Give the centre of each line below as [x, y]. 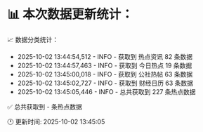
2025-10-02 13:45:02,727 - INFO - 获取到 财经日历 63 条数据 [105, 83]
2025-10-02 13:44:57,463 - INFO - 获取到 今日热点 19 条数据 [105, 65]
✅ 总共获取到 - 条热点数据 [45, 107]
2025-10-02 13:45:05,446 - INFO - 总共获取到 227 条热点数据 [106, 91]
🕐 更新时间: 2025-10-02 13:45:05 [56, 121]
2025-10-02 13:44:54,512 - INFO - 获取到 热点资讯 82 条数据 [105, 56]
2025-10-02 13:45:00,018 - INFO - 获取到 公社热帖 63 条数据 [105, 74]
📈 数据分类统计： [33, 39]
